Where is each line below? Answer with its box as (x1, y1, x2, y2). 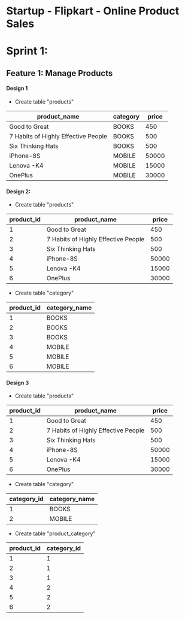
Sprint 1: (6, 44, 48, 58)
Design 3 (6, 379, 29, 386)
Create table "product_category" (14, 530, 96, 537)
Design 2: (6, 187, 31, 195)
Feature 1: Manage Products (6, 68, 113, 78)
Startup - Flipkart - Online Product (6, 4, 180, 18)
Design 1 (6, 85, 28, 92)
